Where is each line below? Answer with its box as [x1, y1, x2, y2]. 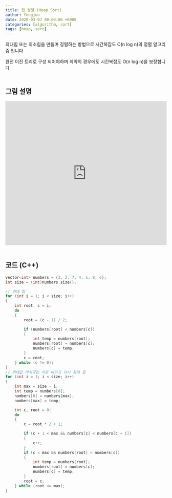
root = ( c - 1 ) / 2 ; [24, 317, 68, 323]
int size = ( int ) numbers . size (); [5, 280, 77, 285]
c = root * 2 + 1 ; [24, 422, 63, 427]
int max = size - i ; [14, 384, 58, 389]
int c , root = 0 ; [14, 407, 52, 412]
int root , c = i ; [14, 303, 52, 308]
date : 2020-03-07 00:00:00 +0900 [5, 17, 77, 22]
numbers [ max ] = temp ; [14, 398, 60, 403]
